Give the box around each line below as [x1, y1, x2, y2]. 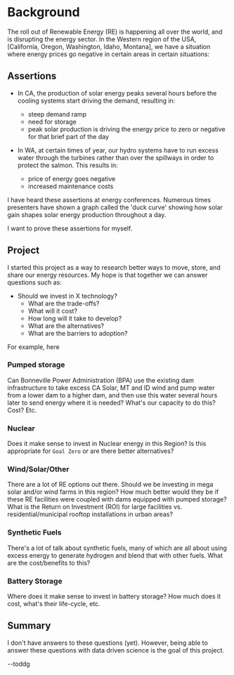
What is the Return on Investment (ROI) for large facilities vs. [7, 503, 183, 511]
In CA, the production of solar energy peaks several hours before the [17, 89, 217, 97]
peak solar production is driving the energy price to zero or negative [27, 124, 226, 133]
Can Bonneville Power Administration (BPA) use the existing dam [7, 376, 195, 384]
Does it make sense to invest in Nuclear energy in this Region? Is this [7, 440, 207, 448]
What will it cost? [27, 306, 78, 315]
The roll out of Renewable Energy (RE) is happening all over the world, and [7, 27, 223, 36]
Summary [7, 620, 51, 632]
